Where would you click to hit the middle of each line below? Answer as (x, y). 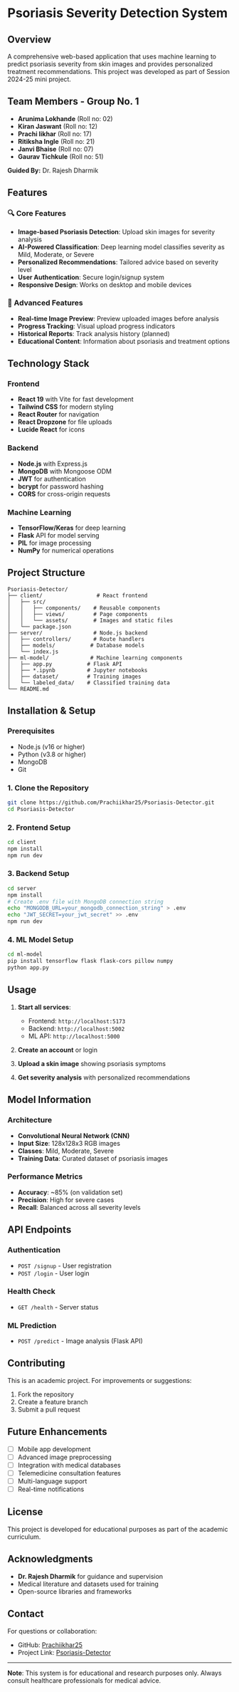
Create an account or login (58, 1050)
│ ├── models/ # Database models (76, 645)
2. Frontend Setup (39, 827)
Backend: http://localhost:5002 (76, 1028)
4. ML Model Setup (41, 940)
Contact (26, 1614)
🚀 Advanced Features (45, 303)
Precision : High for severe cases (66, 1200)
